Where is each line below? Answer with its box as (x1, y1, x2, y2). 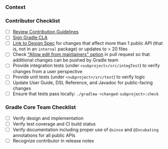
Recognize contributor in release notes (12, 138, 94, 144)
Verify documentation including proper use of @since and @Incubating (12, 127, 159, 133)
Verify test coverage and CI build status (12, 121, 96, 127)
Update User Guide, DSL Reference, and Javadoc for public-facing (12, 79, 153, 85)
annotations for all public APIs (12, 132, 75, 138)
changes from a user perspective (12, 68, 82, 74)
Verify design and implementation (12, 115, 84, 122)
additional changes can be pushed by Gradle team (12, 57, 119, 63)
